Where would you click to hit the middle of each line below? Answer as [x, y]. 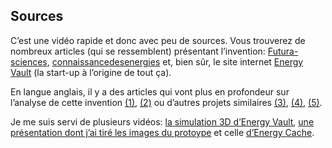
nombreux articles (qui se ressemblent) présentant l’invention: [138, 51]
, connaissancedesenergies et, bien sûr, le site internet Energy [175, 61]
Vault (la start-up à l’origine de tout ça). [91, 72]
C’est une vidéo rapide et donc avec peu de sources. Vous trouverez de [158, 40]
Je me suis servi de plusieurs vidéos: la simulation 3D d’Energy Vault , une [162, 121]
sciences [29, 61]
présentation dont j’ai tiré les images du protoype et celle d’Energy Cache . [162, 132]
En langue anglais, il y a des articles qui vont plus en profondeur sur [150, 91]
